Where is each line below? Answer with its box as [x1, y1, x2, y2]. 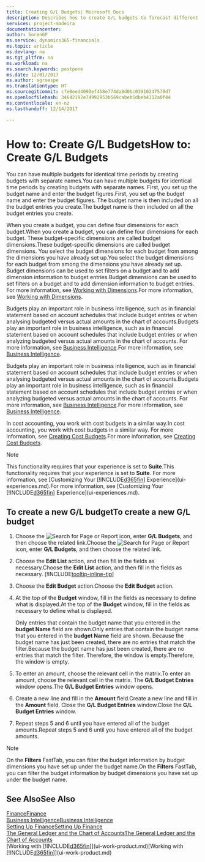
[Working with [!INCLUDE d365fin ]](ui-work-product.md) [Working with [6, 842, 184, 850]
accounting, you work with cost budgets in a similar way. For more [6, 426, 174, 433]
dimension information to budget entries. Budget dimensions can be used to [6, 274, 197, 281]
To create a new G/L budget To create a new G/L [6, 506, 191, 517]
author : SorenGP [6, 32, 48, 38]
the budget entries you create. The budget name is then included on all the [6, 203, 193, 211]
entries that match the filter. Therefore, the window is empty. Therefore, [15, 651, 195, 659]
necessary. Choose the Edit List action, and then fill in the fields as [15, 564, 182, 571]
